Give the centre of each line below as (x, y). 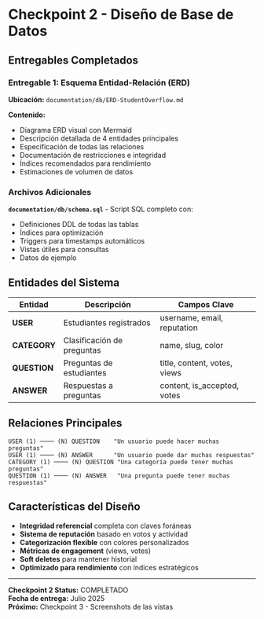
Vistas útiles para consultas (64, 250)
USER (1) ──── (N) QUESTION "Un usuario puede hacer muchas (114, 441)
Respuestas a (88, 385)
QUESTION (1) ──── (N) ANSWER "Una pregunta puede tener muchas (119, 476)
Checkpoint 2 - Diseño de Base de (121, 15)
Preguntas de (88, 363)
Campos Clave (206, 304)
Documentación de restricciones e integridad (93, 155)
